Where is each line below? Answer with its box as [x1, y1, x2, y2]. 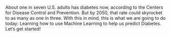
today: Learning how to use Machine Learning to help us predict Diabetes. [5, 20, 161, 26]
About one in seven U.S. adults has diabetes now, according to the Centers [5, 5, 163, 10]
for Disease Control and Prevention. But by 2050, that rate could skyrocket [5, 10, 163, 16]
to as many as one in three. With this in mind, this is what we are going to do [5, 15, 166, 21]
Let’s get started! [5, 26, 41, 32]
